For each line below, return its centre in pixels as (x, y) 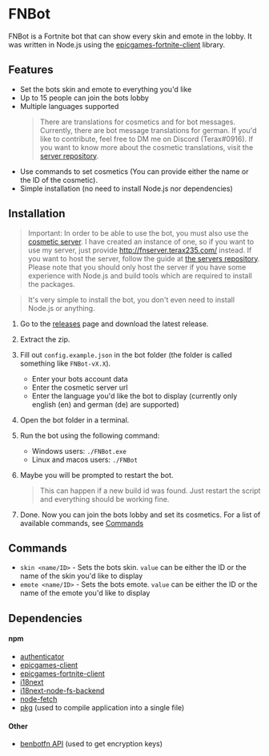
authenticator (42, 656)
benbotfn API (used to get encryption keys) (91, 744)
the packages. (52, 284)
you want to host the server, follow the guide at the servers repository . (144, 258)
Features (31, 70)
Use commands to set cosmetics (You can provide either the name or (134, 171)
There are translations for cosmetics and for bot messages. (138, 122)
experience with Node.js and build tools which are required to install (140, 275)
